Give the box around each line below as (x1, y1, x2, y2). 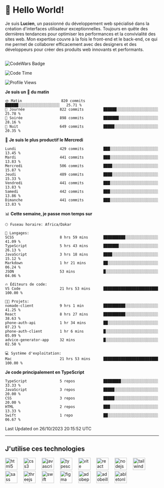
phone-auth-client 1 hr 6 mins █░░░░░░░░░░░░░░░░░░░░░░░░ (5, 329, 159, 334)
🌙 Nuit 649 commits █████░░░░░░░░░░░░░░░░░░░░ (5, 124, 159, 129)
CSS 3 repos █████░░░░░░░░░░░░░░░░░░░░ (5, 396, 159, 401)
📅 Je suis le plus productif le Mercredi (5, 137, 83, 143)
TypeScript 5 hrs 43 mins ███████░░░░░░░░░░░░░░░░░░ (5, 244, 159, 249)
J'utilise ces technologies (5, 445, 85, 453)
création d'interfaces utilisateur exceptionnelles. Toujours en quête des (5, 25, 148, 31)
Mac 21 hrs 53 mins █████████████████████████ (5, 357, 159, 361)
